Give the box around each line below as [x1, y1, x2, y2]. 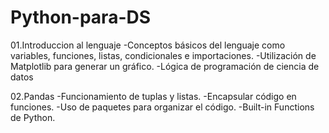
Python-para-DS [10, 6, 152, 29]
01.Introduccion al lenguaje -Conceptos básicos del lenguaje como [10, 39, 286, 51]
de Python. [10, 111, 56, 123]
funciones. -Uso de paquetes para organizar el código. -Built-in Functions [10, 101, 315, 113]
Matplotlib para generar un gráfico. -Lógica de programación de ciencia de [10, 60, 320, 72]
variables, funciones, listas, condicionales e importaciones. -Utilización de [10, 49, 317, 61]
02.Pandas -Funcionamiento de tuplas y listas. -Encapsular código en [10, 90, 297, 102]
